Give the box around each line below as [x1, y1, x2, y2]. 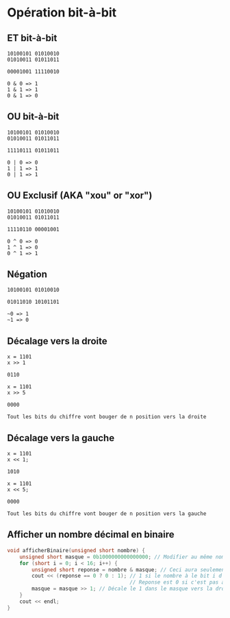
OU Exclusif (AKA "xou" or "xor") [7, 190, 153, 202]
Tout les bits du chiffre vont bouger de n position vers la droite [7, 414, 207, 420]
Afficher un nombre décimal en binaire [7, 529, 175, 540]
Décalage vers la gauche [7, 432, 115, 444]
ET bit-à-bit [7, 32, 57, 44]
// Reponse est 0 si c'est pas [129, 579, 219, 586]
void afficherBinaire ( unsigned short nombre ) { [7, 547, 146, 554]
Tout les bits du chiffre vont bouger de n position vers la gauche [7, 510, 207, 517]
